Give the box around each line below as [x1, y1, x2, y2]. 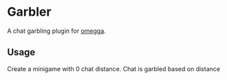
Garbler [7, 4, 52, 20]
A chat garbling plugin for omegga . [7, 27, 107, 35]
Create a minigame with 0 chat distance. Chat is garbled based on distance [7, 64, 220, 72]
